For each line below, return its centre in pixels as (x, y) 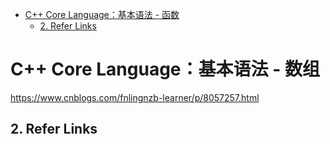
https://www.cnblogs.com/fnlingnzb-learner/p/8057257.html (135, 97)
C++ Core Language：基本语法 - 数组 (165, 69)
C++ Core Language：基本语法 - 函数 (102, 14)
